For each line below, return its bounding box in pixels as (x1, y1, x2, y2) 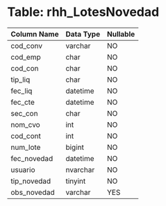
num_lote (10, 142, 41, 152)
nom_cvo (10, 119, 40, 129)
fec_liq (10, 86, 33, 96)
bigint (65, 142, 85, 152)
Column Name (10, 29, 59, 39)
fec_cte (10, 97, 35, 107)
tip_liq (10, 74, 31, 84)
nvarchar (65, 164, 95, 174)
